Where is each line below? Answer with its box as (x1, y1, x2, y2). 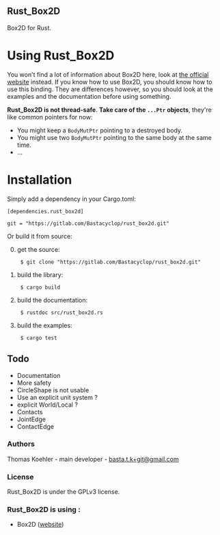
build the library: (16, 270, 64, 278)
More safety (16, 379, 51, 387)
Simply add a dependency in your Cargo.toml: (7, 195, 137, 203)
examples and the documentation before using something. (7, 92, 171, 100)
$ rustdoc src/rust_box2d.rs (20, 309, 104, 316)
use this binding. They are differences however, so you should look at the (7, 85, 213, 93)
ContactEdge (16, 422, 55, 431)
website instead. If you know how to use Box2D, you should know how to (7, 78, 212, 86)
